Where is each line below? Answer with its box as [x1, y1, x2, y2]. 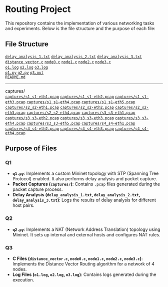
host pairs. [12, 202, 35, 208]
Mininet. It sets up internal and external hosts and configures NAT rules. [12, 231, 160, 237]
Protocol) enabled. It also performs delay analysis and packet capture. [12, 176, 157, 182]
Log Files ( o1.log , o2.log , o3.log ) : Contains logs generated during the [12, 271, 156, 277]
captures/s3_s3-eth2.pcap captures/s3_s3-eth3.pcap [5, 115, 114, 121]
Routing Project [5, 4, 71, 15]
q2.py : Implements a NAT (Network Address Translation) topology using [12, 226, 160, 232]
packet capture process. [12, 186, 63, 192]
